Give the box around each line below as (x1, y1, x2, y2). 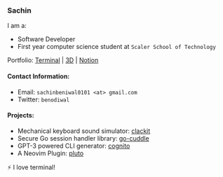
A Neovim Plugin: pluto (17, 149, 84, 157)
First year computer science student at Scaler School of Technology (17, 43, 216, 51)
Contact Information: (7, 72, 70, 80)
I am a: (7, 22, 27, 30)
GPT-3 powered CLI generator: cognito (17, 141, 130, 150)
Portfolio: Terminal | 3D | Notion (7, 56, 99, 64)
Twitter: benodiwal (17, 95, 70, 104)
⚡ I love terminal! (7, 163, 56, 171)
